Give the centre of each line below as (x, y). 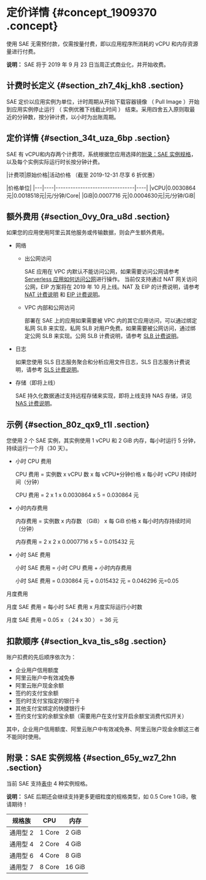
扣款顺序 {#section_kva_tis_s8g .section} (86, 641)
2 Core (49, 844)
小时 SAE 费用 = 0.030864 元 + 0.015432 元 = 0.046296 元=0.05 (97, 581)
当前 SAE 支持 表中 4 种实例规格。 (48, 783)
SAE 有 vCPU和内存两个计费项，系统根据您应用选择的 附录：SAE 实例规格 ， (101, 154)
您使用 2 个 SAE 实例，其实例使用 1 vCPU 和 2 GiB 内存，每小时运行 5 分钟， (103, 441)
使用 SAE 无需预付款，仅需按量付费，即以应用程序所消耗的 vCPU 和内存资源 (102, 44)
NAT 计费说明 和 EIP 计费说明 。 (64, 294)
